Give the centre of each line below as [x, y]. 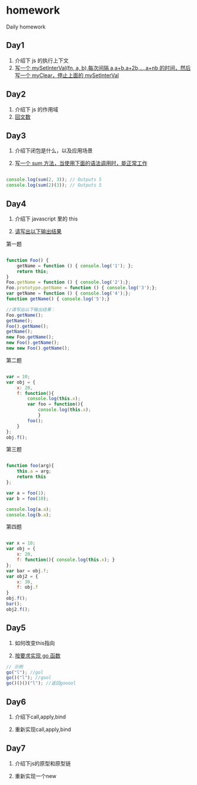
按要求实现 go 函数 [38, 655]
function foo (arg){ [30, 466]
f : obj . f [28, 588]
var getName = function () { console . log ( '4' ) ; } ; [69, 293]
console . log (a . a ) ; [29, 509]
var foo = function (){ [55, 404]
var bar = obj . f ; [28, 571]
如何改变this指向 [35, 643]
